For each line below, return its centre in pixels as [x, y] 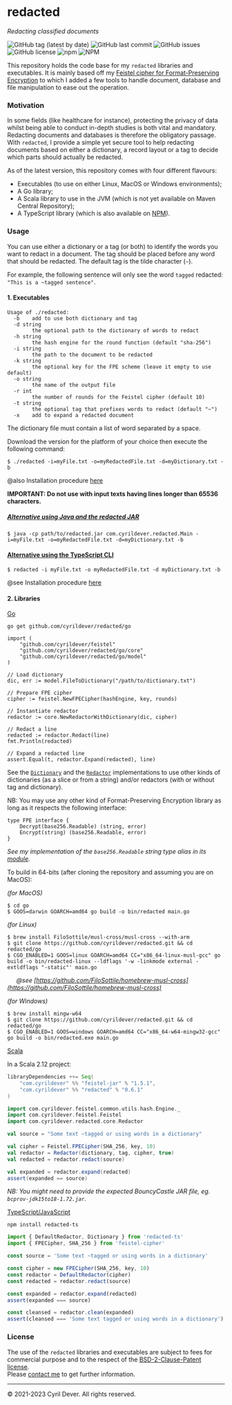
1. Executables [28, 297]
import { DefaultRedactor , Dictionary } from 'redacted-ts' [96, 1237]
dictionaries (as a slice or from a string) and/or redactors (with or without [111, 780]
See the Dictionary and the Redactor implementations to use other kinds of [114, 773]
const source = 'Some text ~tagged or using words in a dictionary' [108, 1256]
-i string [27, 349]
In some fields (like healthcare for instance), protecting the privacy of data [113, 120]
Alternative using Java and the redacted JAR [73, 517]
